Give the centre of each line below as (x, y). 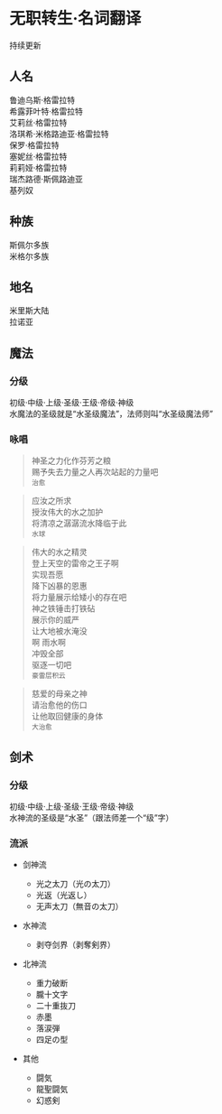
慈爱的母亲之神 (59, 694)
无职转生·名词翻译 (75, 19)
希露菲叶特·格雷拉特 (46, 111)
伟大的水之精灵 (59, 552)
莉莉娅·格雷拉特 (38, 167)
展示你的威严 (55, 620)
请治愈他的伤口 (59, 705)
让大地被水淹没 (59, 631)
